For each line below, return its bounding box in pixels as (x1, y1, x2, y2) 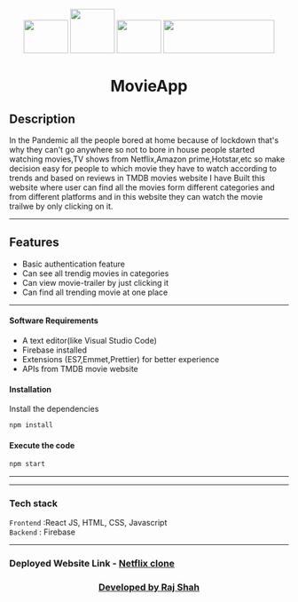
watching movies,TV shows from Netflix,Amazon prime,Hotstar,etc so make (9, 154, 286, 164)
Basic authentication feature (21, 258, 126, 269)
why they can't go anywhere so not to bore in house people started (9, 145, 255, 154)
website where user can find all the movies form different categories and (9, 182, 275, 193)
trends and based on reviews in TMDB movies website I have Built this (9, 173, 266, 183)
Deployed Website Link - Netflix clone (9, 558, 176, 570)
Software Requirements (9, 315, 99, 326)
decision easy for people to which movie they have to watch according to (9, 163, 278, 173)
